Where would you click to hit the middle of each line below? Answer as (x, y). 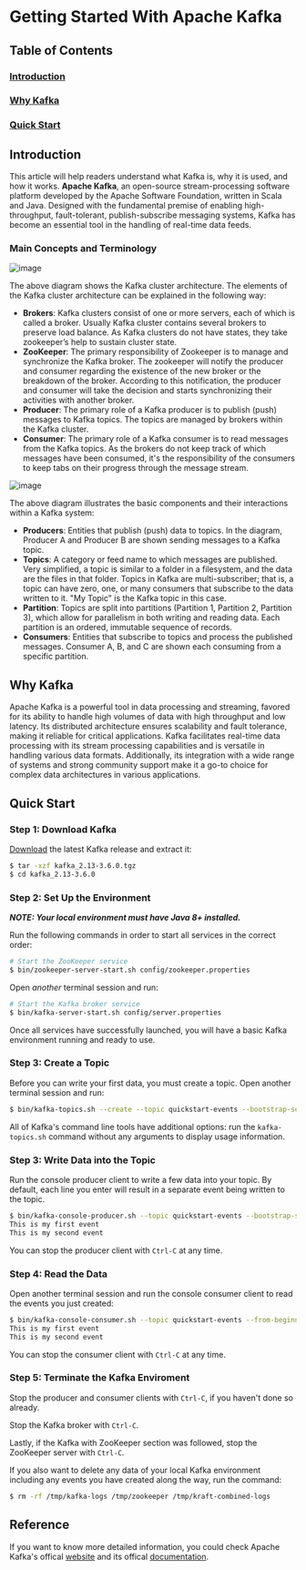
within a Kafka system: (52, 513)
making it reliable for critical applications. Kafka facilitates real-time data (145, 736)
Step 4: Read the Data (58, 1274)
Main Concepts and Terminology (83, 249)
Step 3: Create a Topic (60, 1063)
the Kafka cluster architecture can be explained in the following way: (138, 296)
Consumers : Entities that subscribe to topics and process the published (158, 637)
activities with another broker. (78, 400)
